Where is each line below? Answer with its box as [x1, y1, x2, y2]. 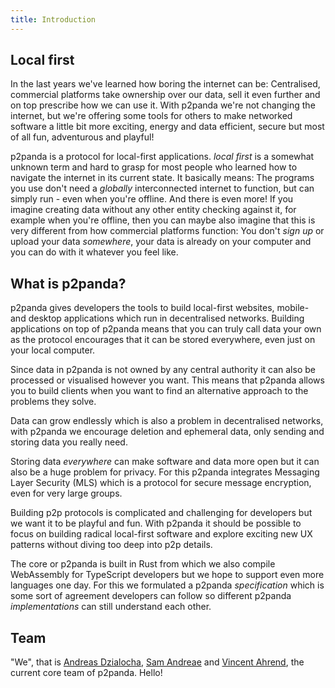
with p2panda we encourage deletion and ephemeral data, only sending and [10, 426, 325, 438]
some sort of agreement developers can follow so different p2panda [10, 590, 292, 602]
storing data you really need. [10, 436, 128, 448]
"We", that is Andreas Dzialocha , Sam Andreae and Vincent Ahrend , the [10, 656, 305, 668]
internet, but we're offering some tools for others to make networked [10, 110, 293, 122]
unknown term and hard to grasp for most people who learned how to [10, 161, 298, 173]
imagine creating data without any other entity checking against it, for [10, 204, 297, 216]
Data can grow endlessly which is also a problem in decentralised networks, [10, 415, 324, 427]
